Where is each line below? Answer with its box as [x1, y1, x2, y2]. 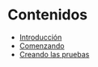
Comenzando [19, 40, 65, 50]
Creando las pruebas [19, 49, 90, 59]
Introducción [19, 32, 62, 42]
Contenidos [7, 6, 88, 24]
